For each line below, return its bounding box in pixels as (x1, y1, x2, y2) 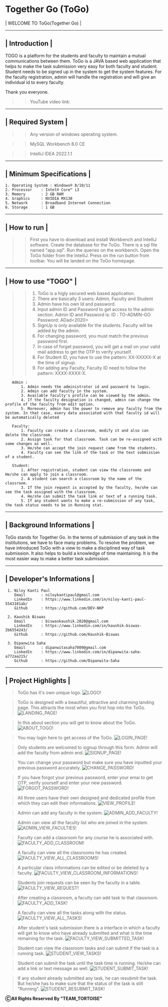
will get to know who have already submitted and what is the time (17, 930, 152, 936)
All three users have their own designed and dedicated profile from (17, 795, 156, 801)
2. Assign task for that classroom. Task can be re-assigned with (20, 437, 162, 442)
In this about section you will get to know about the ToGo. (17, 720, 136, 726)
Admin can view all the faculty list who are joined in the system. (17, 820, 148, 826)
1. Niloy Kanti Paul (7, 588, 50, 593)
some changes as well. (5, 441, 52, 446)
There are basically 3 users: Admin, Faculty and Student (37, 296, 153, 302)
